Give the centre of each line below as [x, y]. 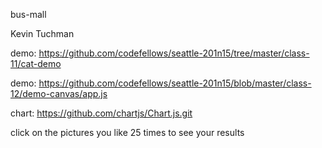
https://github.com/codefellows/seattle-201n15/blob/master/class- [175, 83]
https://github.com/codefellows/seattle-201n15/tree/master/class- [174, 53]
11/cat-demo [36, 63]
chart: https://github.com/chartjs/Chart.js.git [101, 113]
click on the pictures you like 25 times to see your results [127, 132]
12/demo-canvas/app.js [59, 93]
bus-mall [28, 14]
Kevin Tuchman [42, 33]
